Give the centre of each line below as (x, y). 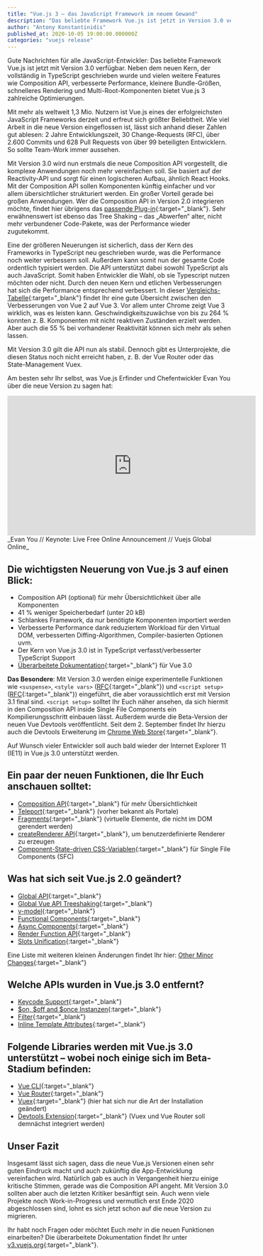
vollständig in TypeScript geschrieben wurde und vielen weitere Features (114, 76)
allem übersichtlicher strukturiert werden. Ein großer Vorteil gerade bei (111, 194)
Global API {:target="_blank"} (60, 896)
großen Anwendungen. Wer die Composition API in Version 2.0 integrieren (116, 201)
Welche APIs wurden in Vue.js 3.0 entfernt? (106, 984)
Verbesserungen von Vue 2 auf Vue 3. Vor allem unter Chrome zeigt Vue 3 (116, 305)
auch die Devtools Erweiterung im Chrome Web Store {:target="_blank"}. (113, 731)
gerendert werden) (45, 826)
